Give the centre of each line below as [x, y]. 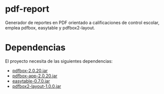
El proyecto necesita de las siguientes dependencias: [59, 61]
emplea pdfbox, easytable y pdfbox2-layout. [50, 27]
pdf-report [27, 9]
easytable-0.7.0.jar [31, 81]
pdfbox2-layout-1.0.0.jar [37, 86]
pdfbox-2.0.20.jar [30, 70]
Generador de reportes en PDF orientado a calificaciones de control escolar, [82, 23]
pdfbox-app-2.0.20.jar [35, 76]
